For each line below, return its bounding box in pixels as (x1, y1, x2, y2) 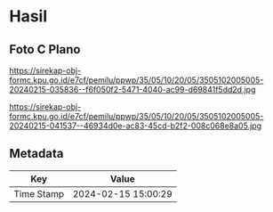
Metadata (9, 146, 64, 161)
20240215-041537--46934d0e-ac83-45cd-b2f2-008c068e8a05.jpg (9, 120, 262, 131)
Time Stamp (13, 187, 65, 200)
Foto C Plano (9, 42, 81, 57)
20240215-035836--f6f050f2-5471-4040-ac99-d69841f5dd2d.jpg (9, 85, 256, 94)
